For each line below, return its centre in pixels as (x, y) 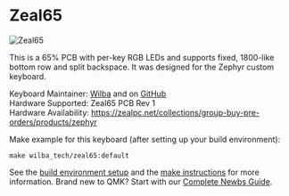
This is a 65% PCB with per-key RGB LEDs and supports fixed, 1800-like (142, 57)
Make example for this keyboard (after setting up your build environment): (145, 139)
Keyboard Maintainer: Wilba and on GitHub (88, 94)
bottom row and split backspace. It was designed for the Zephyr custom (142, 67)
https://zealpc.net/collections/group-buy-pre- (175, 112)
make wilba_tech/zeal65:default (69, 155)
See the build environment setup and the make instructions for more (135, 172)
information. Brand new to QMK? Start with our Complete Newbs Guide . (141, 181)
